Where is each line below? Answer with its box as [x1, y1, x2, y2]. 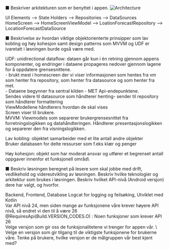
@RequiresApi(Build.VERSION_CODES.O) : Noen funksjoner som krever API [5, 213, 162, 219]
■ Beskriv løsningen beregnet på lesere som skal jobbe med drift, [5, 166, 143, 172]
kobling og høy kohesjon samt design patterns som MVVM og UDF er [5, 40, 150, 47]
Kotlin [5, 197, 17, 203]
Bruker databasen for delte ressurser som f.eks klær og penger [5, 141, 137, 147]
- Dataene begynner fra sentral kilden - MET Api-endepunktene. [5, 88, 139, 94]
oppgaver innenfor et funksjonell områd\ [5, 156, 90, 162]
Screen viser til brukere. [5, 109, 55, 115]
